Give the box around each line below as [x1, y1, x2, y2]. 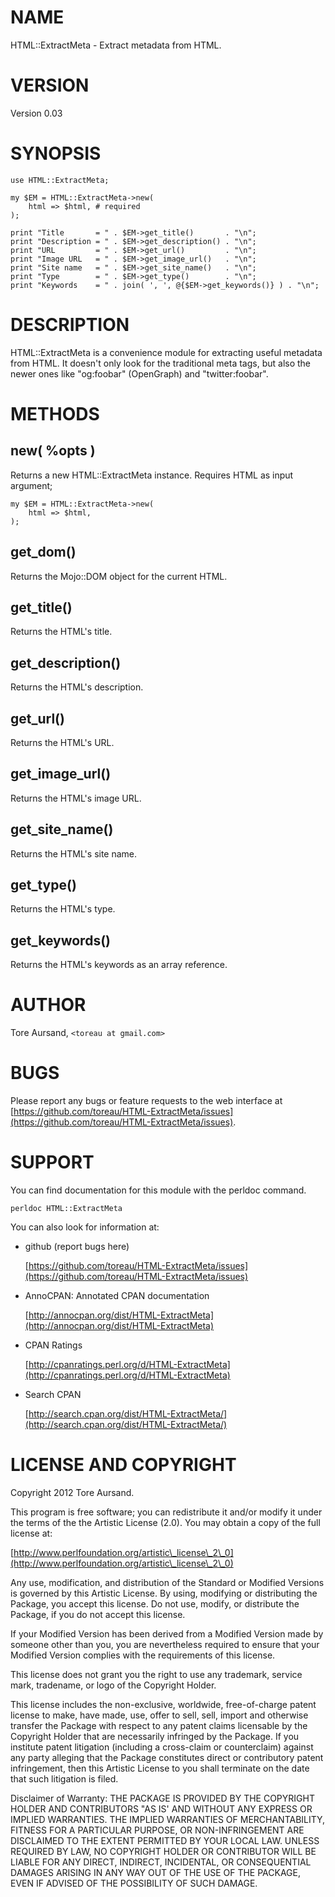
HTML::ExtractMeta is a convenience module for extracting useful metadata [10, 346, 323, 358]
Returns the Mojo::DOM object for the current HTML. [10, 570, 228, 582]
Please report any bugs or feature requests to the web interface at [10, 1095, 283, 1107]
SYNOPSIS [10, 142, 102, 165]
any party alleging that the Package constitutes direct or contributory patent [10, 1752, 324, 1763]
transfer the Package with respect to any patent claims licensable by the [10, 1720, 308, 1731]
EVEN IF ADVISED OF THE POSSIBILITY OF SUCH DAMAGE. [10, 1877, 258, 1889]
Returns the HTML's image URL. [10, 792, 142, 804]
